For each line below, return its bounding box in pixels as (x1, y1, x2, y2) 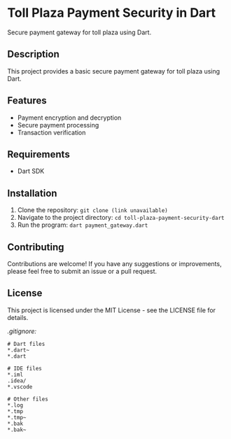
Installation (7, 187, 57, 199)
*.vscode (7, 383, 33, 390)
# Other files (7, 396, 49, 403)
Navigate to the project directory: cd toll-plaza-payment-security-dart (17, 214, 225, 222)
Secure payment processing (17, 120, 99, 129)
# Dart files (7, 340, 45, 347)
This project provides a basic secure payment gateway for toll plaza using (7, 67, 220, 75)
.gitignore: (7, 327, 37, 335)
